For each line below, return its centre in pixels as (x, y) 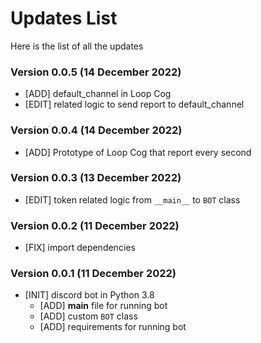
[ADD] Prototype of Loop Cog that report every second (138, 152)
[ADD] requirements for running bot (113, 327)
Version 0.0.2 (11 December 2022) (95, 225)
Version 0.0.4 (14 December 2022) (96, 130)
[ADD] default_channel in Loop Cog (98, 94)
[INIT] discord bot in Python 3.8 (89, 295)
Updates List (64, 18)
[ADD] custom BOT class (88, 316)
